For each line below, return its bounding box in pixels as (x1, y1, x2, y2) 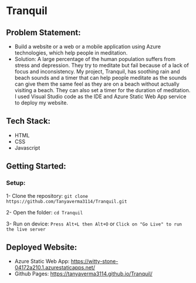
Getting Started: (6, 161, 66, 171)
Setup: (6, 179, 26, 187)
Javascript (14, 144, 40, 151)
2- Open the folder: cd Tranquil (6, 208, 83, 215)
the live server (6, 226, 46, 233)
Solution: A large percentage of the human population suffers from (14, 56, 176, 62)
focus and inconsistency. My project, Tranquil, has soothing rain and (14, 68, 180, 75)
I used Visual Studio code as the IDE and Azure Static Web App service (14, 93, 187, 100)
